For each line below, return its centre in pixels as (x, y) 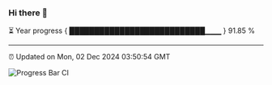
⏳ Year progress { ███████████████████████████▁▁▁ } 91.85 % (132, 30)
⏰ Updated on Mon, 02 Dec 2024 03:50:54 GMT (89, 57)
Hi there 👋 (28, 13)
